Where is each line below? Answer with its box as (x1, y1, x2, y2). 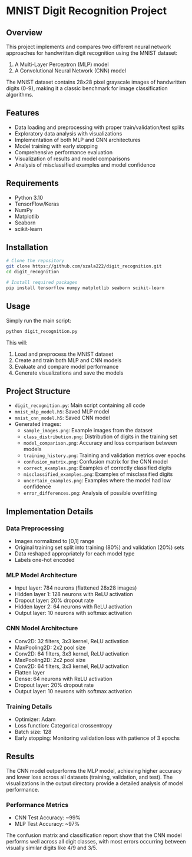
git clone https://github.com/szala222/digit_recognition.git (6, 263, 162, 269)
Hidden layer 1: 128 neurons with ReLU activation (14, 591, 134, 598)
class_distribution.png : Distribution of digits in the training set (23, 433, 178, 440)
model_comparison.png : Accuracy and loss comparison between (23, 439, 177, 446)
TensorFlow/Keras (14, 200, 59, 207)
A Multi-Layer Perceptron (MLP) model (14, 61, 109, 68)
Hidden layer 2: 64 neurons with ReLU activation (14, 603, 133, 610)
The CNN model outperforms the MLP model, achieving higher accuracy (6, 767, 182, 774)
